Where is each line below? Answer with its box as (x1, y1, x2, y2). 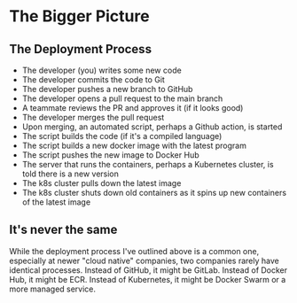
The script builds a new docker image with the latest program (21, 140, 246, 151)
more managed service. (9, 284, 96, 294)
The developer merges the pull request (21, 113, 165, 122)
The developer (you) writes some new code (21, 65, 182, 75)
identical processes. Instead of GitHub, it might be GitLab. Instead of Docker (9, 264, 288, 276)
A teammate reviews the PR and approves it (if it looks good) (21, 103, 244, 113)
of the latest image (21, 197, 91, 207)
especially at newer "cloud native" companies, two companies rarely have (9, 255, 279, 266)
